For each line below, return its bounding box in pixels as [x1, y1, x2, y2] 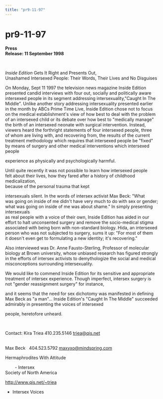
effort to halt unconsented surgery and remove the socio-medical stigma [5, 219, 154, 225]
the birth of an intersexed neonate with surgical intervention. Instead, [5, 121, 146, 127]
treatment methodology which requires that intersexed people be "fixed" [5, 137, 154, 143]
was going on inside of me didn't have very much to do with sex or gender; [5, 198, 159, 204]
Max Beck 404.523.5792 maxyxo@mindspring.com [5, 345, 112, 351]
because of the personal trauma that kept [5, 183, 90, 189]
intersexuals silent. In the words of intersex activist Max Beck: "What [5, 193, 145, 199]
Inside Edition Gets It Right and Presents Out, [5, 70, 97, 76]
